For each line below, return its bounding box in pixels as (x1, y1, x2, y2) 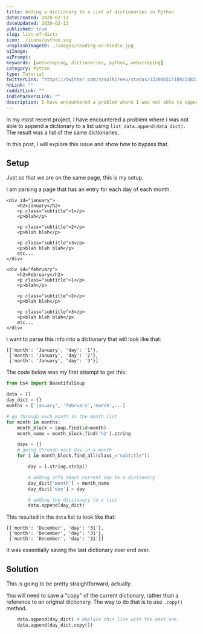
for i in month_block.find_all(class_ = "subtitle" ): (17, 453, 150, 459)
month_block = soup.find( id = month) (17, 425, 107, 431)
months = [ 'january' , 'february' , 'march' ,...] (6, 403, 126, 409)
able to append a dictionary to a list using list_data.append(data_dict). (6, 122, 186, 129)
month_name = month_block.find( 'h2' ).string (17, 430, 131, 437)
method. (6, 605, 27, 612)
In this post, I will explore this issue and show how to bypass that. (6, 140, 169, 147)
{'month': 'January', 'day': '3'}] (8, 358, 98, 364)
